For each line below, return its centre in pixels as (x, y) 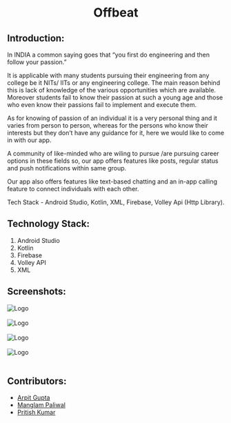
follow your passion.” (37, 62)
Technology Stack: (49, 224)
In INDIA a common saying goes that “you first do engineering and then (109, 55)
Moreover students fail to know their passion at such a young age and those (115, 97)
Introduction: (36, 38)
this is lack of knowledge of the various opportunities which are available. (111, 90)
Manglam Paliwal (41, 405)
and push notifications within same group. (67, 168)
